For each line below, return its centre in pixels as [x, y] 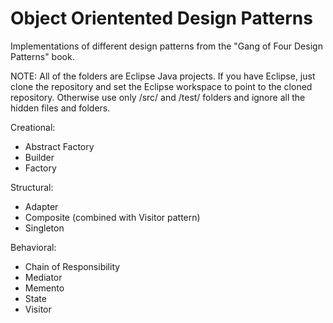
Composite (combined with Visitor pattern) [112, 217]
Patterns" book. [42, 56]
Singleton [44, 228]
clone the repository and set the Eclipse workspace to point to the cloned [161, 86]
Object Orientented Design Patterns [161, 18]
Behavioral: [33, 247]
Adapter [41, 206]
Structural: [32, 187]
